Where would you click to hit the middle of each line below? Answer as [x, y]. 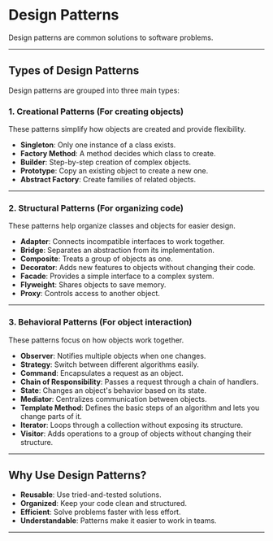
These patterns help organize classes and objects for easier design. [122, 226]
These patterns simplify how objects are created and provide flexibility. [127, 129]
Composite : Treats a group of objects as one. [96, 259]
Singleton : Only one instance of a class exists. [98, 145]
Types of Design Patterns [74, 71]
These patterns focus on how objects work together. [96, 340]
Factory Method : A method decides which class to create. [118, 154]
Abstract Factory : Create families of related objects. [108, 180]
